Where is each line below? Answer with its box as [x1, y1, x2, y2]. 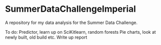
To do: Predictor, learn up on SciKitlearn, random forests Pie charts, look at [5, 29, 156, 35]
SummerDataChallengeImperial [5, 3, 136, 15]
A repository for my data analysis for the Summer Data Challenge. [5, 20, 138, 25]
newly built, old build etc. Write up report [5, 34, 87, 40]
